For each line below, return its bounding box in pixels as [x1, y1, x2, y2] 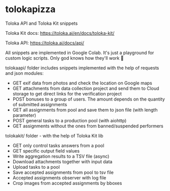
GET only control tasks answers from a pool [12, 142, 105, 149]
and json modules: [5, 70, 44, 76]
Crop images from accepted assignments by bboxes [12, 180, 122, 186]
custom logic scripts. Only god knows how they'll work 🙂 [5, 55, 124, 61]
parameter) [12, 112, 37, 118]
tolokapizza [5, 4, 56, 15]
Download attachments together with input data [12, 158, 113, 165]
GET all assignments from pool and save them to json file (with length [12, 107, 158, 113]
